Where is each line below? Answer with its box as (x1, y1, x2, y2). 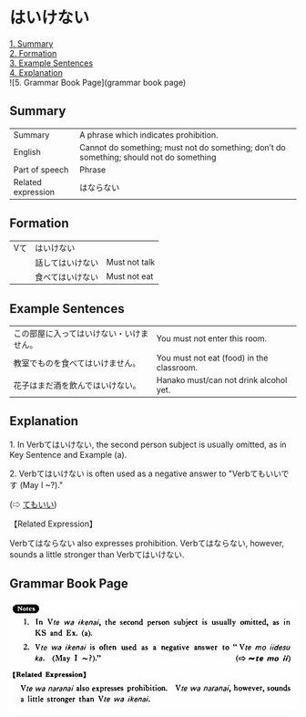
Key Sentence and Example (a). (9, 449, 127, 460)
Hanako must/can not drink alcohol (156, 375, 288, 386)
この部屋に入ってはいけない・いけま (13, 327, 149, 338)
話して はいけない (35, 256, 98, 268)
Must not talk (106, 256, 156, 268)
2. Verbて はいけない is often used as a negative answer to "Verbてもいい (9, 468, 282, 479)
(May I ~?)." (19, 479, 64, 490)
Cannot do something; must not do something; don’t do (79, 141, 286, 152)
